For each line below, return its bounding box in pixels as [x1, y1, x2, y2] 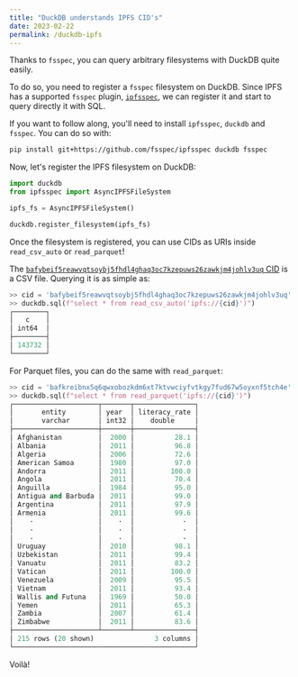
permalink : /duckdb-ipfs [9, 30, 103, 39]
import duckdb [9, 179, 63, 188]
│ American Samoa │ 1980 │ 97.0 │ [9, 458, 200, 467]
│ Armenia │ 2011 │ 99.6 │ [9, 508, 200, 517]
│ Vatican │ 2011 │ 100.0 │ [9, 567, 200, 576]
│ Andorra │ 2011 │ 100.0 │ [9, 466, 200, 476]
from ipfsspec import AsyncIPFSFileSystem [9, 188, 171, 197]
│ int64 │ [9, 324, 50, 334]
